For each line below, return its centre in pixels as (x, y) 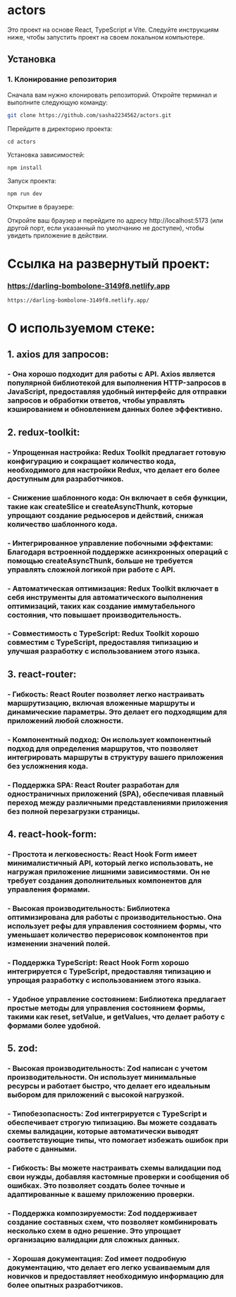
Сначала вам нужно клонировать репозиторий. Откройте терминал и (112, 94)
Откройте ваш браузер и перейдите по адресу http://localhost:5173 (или (115, 220)
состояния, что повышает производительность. (94, 615)
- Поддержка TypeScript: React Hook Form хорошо (98, 962)
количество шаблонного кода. (62, 524)
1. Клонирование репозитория (62, 80)
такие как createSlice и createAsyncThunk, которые (100, 506)
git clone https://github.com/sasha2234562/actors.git (89, 115)
